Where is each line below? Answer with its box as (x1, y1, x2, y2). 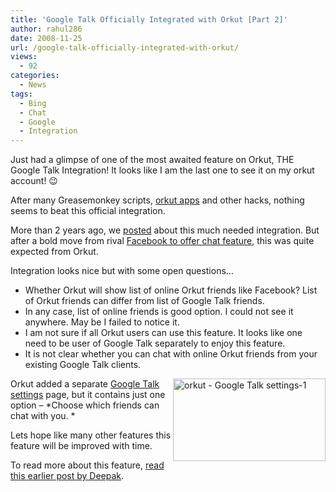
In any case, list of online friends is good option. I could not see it (24, 306, 294, 318)
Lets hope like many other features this (10, 429, 172, 441)
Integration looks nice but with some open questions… (10, 265, 234, 277)
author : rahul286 (10, 24, 83, 34)
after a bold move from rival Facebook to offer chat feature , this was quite (10, 235, 315, 247)
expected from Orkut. (10, 246, 99, 258)
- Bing (19, 98, 47, 108)
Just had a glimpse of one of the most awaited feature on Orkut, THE (10, 154, 295, 166)
